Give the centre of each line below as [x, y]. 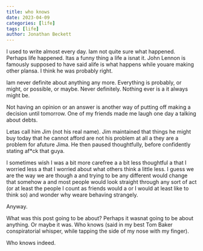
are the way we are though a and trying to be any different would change [97, 175]
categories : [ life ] [31, 23]
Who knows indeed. [31, 243]
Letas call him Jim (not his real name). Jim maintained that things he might [99, 132]
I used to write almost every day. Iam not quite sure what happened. [91, 51]
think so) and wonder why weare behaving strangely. [72, 195]
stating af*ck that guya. [36, 151]
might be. [18, 96]
